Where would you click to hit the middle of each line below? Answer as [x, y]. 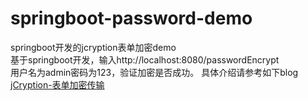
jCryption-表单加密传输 [57, 84]
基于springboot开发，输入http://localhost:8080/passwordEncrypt [145, 59]
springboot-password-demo [131, 18]
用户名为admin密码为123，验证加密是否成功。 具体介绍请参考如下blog [154, 72]
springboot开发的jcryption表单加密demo [93, 47]
